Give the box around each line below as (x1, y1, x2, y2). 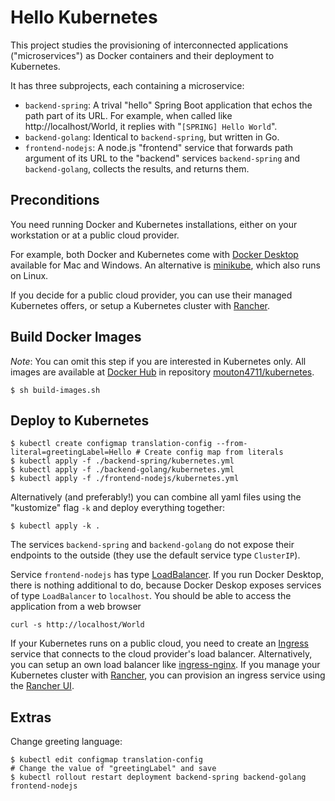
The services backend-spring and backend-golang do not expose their (10, 539, 295, 551)
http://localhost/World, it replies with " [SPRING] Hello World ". (24, 120, 278, 132)
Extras (10, 709, 52, 726)
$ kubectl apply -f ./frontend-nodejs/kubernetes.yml (10, 474, 240, 484)
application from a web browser (10, 601, 142, 613)
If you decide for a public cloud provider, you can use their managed (10, 289, 293, 301)
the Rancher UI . (10, 680, 75, 692)
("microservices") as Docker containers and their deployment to (10, 49, 275, 61)
